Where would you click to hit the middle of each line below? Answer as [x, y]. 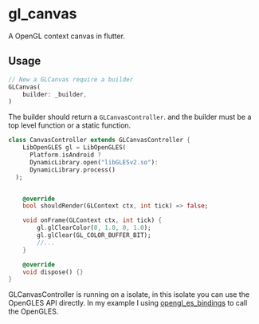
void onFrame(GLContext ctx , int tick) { [92, 220]
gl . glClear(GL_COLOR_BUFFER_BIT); [94, 235]
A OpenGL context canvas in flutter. [67, 36]
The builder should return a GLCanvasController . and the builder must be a [130, 117]
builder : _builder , [55, 94]
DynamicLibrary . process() [72, 170]
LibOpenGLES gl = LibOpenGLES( [75, 148]
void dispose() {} [53, 272]
